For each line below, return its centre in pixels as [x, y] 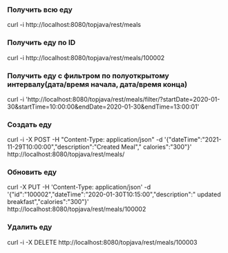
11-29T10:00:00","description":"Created [63, 147]
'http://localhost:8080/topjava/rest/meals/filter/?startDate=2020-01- [123, 99]
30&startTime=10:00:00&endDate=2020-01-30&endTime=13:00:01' [103, 106]
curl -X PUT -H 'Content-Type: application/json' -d [79, 187]
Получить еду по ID [41, 43]
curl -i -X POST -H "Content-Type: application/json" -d [85, 140]
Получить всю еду [40, 10]
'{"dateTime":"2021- [193, 140]
